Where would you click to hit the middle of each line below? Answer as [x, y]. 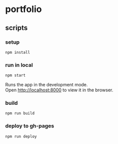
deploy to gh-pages [30, 126]
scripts [16, 28]
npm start [16, 76]
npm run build [20, 113]
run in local [19, 65]
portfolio [24, 9]
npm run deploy [21, 136]
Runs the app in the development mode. [46, 85]
